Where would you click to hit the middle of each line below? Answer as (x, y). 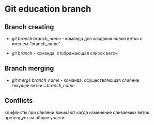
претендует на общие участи (35, 117)
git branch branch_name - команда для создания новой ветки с (77, 38)
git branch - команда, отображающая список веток (65, 53)
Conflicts (19, 101)
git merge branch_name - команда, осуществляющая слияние (75, 80)
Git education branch (48, 9)
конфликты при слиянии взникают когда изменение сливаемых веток (77, 112)
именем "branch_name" (36, 44)
